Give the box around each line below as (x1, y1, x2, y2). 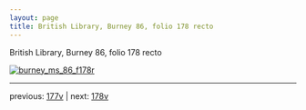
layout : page (9, 13, 59, 23)
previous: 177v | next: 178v (9, 90, 109, 101)
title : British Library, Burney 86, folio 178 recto (9, 22, 214, 31)
